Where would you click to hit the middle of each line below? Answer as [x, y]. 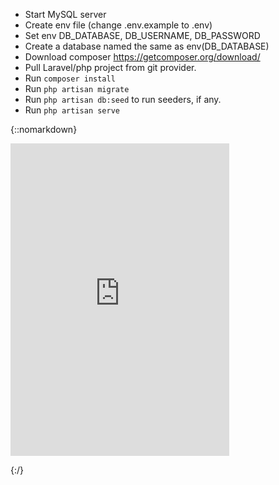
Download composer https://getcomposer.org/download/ [142, 57]
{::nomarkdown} [44, 129]
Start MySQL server [65, 14]
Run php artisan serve [72, 110]
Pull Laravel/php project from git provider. [110, 67]
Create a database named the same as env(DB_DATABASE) [147, 46]
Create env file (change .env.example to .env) [118, 25]
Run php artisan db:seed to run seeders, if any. [123, 99]
